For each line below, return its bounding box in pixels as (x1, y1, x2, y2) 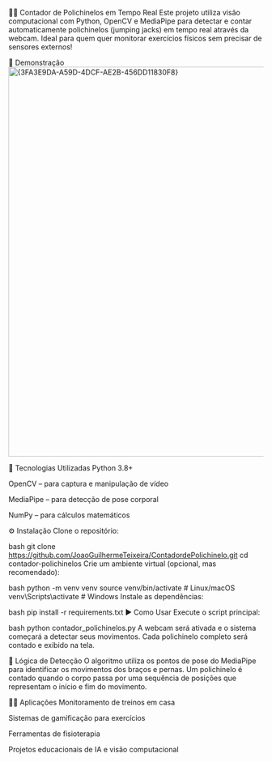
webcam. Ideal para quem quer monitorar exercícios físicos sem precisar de (8, 33, 262, 43)
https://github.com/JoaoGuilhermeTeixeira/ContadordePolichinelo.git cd (8, 551, 249, 560)
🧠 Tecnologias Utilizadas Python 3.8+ (8, 463, 134, 473)
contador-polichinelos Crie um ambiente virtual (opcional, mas (8, 559, 217, 568)
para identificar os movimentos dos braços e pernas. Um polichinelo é (8, 665, 243, 674)
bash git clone (8, 542, 56, 551)
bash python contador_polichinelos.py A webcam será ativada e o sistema (8, 624, 257, 632)
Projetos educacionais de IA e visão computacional (8, 745, 180, 754)
